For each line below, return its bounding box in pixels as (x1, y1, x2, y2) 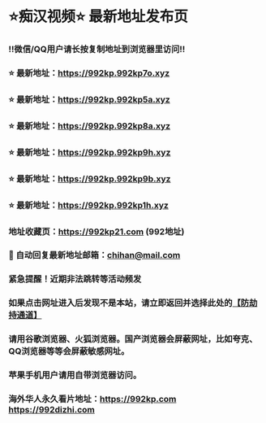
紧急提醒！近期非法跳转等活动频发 (8, 273, 142, 285)
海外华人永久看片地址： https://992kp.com (8, 394, 177, 405)
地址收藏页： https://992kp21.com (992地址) (8, 225, 185, 237)
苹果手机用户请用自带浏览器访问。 (8, 369, 142, 381)
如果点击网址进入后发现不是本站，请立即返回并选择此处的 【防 (8, 298, 250, 309)
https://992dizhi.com (8, 404, 95, 416)
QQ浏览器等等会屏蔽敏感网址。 (8, 346, 130, 357)
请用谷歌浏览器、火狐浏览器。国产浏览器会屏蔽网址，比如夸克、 (8, 334, 258, 345)
